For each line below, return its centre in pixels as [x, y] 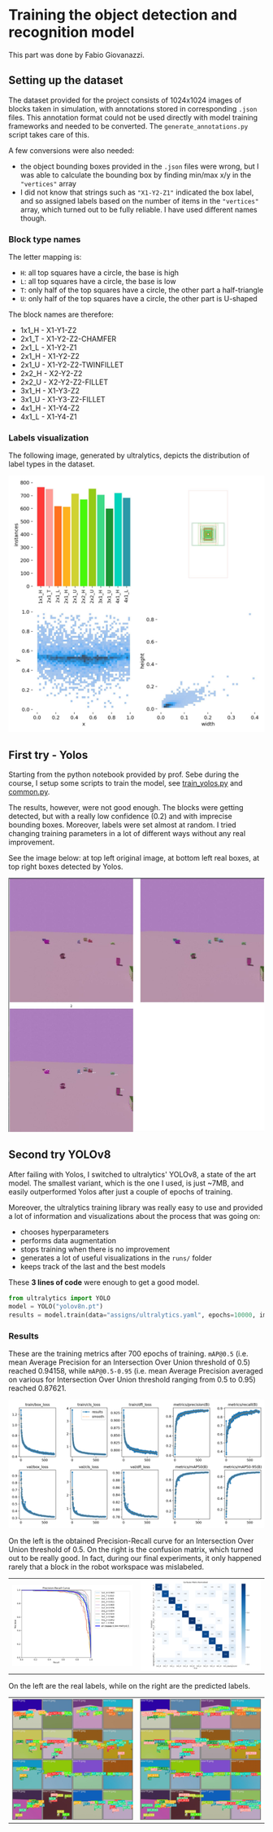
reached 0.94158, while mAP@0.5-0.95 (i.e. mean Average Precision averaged [136, 1371]
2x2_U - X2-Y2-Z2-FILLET [64, 382]
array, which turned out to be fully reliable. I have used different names [139, 209]
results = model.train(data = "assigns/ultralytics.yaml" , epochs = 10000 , [132, 1315]
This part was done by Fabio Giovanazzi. [76, 55]
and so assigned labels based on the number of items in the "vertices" [139, 200]
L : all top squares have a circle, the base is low [98, 282]
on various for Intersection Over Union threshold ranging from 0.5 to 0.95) [132, 1380]
